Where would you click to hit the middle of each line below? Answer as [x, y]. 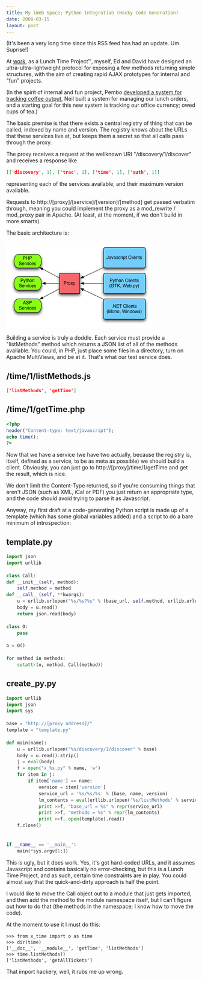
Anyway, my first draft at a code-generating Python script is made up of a [97, 510]
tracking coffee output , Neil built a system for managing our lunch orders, [97, 99]
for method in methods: [36, 659]
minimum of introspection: [39, 523]
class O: [17, 627]
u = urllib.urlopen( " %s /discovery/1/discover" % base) [87, 749]
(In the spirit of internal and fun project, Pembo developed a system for [94, 92]
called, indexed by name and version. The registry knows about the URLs [97, 130]
